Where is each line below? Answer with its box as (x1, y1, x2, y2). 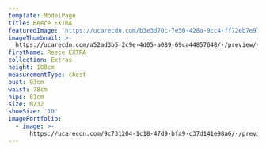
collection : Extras (8, 56, 73, 64)
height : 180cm (8, 63, 55, 71)
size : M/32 (8, 100, 44, 108)
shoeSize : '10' (8, 108, 59, 116)
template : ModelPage (8, 11, 77, 20)
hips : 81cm (8, 93, 44, 101)
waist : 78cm (8, 85, 47, 94)
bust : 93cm (8, 78, 44, 86)
